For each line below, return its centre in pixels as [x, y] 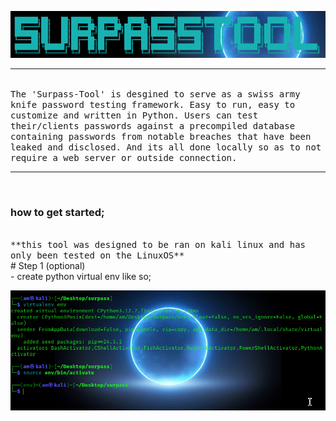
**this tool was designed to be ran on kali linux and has [158, 245]
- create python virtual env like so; [81, 277]
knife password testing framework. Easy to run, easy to [153, 105]
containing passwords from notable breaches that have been [161, 137]
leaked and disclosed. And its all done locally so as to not [166, 147]
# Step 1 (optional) [48, 266]
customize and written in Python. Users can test [134, 115]
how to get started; [57, 213]
